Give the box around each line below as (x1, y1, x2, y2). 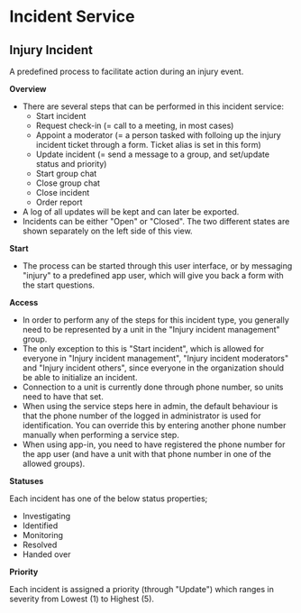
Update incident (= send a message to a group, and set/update (35, 149, 270, 160)
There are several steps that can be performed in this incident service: (22, 101, 284, 112)
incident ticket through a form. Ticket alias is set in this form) (35, 140, 261, 150)
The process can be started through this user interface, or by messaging (22, 261, 293, 271)
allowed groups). (22, 458, 86, 469)
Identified (22, 520, 59, 531)
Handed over (22, 549, 71, 560)
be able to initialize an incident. (22, 372, 138, 382)
